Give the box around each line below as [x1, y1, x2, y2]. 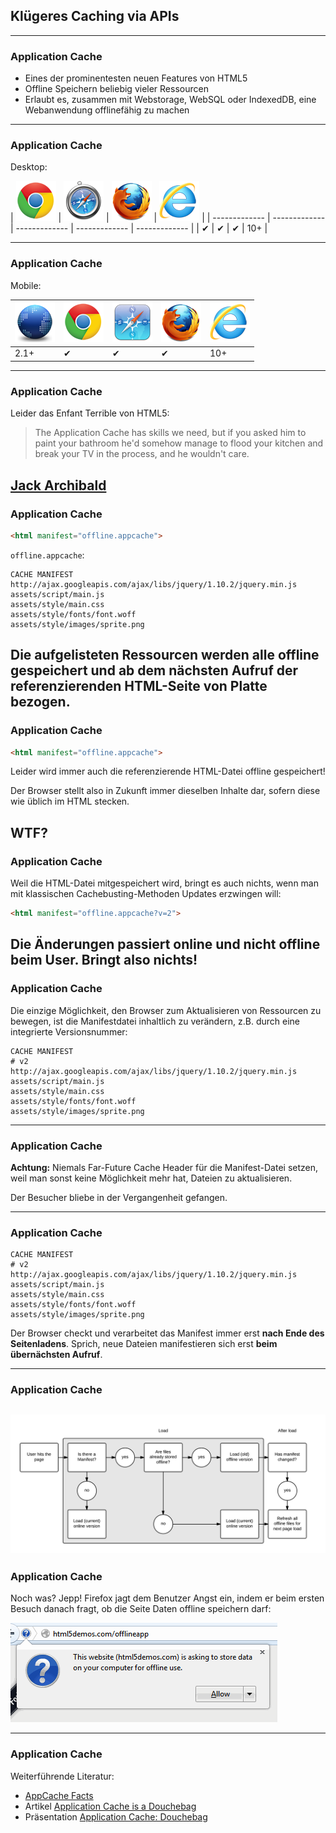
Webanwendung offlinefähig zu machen [24, 104, 190, 116]
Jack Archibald [10, 477, 107, 494]
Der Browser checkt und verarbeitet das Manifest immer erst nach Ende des [10, 1327, 325, 1339]
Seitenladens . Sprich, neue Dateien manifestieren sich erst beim [10, 1338, 278, 1350]
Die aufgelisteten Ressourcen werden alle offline [10, 647, 320, 664]
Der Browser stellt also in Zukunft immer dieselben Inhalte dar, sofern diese [10, 785, 321, 797]
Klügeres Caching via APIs [10, 8, 180, 25]
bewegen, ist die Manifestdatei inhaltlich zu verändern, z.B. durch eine [10, 1015, 301, 1027]
